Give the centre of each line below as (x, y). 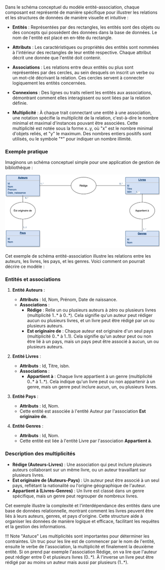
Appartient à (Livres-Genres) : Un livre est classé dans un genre (78, 491)
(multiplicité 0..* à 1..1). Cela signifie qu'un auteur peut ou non (89, 336)
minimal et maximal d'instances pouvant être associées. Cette (75, 123)
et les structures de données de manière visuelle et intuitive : (67, 18)
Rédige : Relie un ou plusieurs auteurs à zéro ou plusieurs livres (91, 310)
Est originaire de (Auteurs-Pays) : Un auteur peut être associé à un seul (86, 480)
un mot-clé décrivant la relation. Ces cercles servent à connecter (78, 78)
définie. (20, 103)
